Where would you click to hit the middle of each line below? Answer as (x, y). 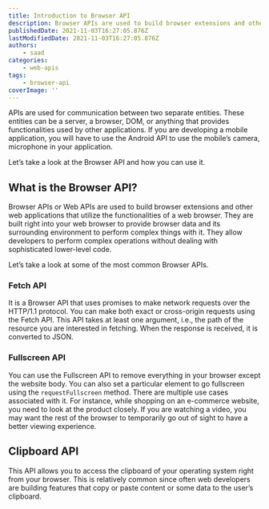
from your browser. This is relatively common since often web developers (129, 479)
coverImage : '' (34, 90)
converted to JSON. (41, 337)
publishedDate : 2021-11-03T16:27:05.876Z (78, 30)
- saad (34, 53)
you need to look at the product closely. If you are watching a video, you (127, 409)
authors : (23, 46)
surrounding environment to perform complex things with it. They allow (125, 232)
